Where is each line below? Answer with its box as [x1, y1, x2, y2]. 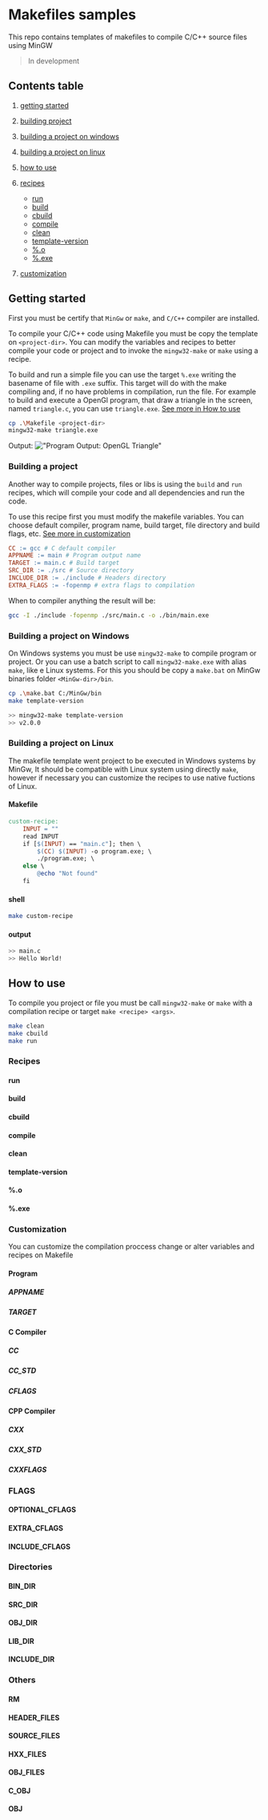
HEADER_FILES [8, 1713, 60, 1722]
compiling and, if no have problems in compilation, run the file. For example [8, 387, 257, 396]
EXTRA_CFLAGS [8, 1523, 64, 1533]
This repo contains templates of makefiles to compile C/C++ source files [8, 32, 248, 42]
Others [8, 1674, 36, 1686]
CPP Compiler [8, 1406, 56, 1416]
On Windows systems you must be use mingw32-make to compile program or [8, 648, 258, 658]
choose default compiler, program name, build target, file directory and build [8, 520, 260, 530]
